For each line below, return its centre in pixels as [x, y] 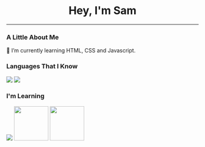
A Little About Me [33, 37]
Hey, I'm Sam [103, 11]
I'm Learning [25, 96]
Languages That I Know [42, 66]
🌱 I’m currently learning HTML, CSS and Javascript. [71, 51]
